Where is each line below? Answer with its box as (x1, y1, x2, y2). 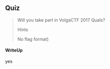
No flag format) (17, 36, 49, 42)
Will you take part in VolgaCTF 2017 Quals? (17, 17, 106, 23)
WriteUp (5, 47, 23, 53)
